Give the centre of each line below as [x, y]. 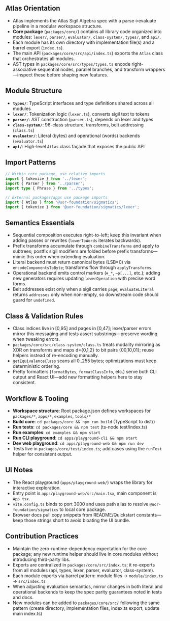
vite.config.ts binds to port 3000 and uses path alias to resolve [80, 504]
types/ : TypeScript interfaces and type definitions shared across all [83, 103]
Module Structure [34, 91]
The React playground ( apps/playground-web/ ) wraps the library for [82, 482]
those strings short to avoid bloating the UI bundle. [77, 520]
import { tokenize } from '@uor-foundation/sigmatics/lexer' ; [72, 207]
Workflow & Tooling [37, 399]
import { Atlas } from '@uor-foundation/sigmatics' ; [62, 202]
